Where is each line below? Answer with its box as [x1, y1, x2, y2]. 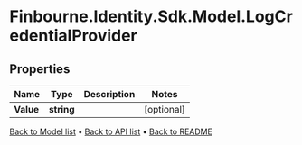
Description [83, 88, 136, 100]
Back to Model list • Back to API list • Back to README [9, 126, 212, 137]
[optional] [143, 104, 185, 115]
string [48, 104, 75, 115]
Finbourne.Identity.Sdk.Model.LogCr [9, 6, 294, 27]
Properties [9, 61, 71, 77]
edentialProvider [9, 25, 137, 46]
